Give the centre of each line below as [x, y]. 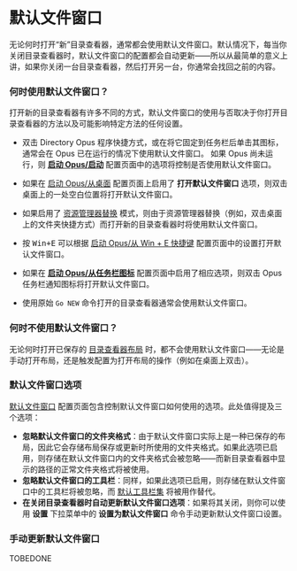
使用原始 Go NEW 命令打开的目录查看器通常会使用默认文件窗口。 [137, 303]
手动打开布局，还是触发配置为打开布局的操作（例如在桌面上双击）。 [131, 360]
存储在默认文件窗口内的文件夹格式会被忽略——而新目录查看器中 [162, 458]
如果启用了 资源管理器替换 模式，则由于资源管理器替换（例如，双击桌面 [152, 213]
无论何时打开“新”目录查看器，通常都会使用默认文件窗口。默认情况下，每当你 [148, 44]
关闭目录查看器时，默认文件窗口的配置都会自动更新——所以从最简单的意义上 [148, 55]
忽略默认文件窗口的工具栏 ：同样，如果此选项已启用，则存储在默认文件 [150, 480]
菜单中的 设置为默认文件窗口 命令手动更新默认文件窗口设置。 [176, 513]
